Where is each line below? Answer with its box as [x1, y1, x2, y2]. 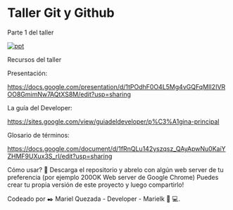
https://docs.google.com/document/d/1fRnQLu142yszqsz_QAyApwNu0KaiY [7, 144, 227, 152]
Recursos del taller [7, 55, 62, 64]
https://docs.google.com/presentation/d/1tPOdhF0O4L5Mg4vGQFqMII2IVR [7, 82, 226, 91]
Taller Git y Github [7, 5, 115, 21]
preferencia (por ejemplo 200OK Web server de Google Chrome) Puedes [7, 173, 219, 181]
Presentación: [7, 69, 48, 77]
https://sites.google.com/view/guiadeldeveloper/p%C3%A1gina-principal [7, 117, 220, 126]
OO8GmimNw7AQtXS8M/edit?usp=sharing [7, 90, 132, 98]
